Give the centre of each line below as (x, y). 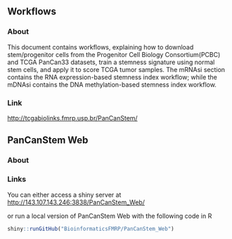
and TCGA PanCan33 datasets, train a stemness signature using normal (111, 62)
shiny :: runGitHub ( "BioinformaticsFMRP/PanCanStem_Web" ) (91, 228)
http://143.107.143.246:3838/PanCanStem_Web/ (76, 202)
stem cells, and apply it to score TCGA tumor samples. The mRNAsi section (116, 69)
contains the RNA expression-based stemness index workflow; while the (112, 77)
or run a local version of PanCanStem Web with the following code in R (110, 216)
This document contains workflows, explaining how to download (101, 47)
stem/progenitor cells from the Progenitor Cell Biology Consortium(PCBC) (114, 54)
